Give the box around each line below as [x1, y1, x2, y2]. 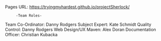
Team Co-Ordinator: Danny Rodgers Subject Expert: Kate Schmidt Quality [5, 21, 151, 27]
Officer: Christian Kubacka [5, 32, 58, 37]
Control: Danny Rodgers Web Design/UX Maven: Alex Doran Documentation [5, 27, 156, 32]
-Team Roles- [15, 13, 42, 18]
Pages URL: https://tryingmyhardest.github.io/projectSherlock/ [5, 4, 130, 10]
